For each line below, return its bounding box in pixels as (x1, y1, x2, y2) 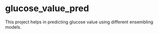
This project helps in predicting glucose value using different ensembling (5, 19, 154, 25)
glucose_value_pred (5, 3, 89, 14)
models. (5, 24, 22, 30)
